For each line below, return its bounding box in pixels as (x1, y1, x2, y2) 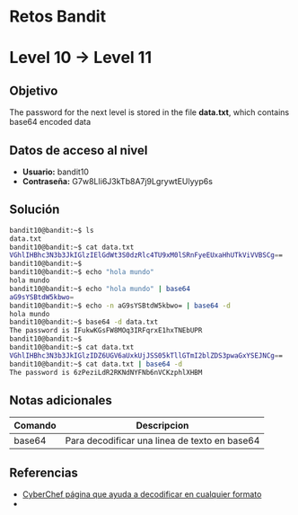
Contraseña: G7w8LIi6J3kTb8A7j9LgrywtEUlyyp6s (22, 176, 214, 186)
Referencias (9, 465, 79, 480)
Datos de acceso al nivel (9, 142, 148, 158)
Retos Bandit (9, 6, 106, 27)
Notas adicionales (9, 393, 112, 408)
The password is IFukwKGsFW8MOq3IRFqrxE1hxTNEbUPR (9, 326, 203, 335)
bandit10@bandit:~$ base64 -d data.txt (9, 317, 159, 327)
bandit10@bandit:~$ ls (9, 226, 94, 235)
